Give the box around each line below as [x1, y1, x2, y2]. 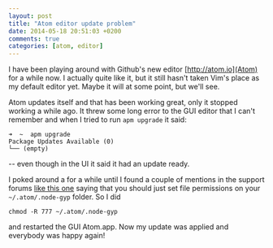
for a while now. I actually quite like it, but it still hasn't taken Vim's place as [8, 73, 260, 83]
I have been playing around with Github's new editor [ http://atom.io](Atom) [8, 64, 258, 74]
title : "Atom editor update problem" [8, 20, 136, 28]
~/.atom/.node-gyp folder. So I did [8, 192, 121, 202]
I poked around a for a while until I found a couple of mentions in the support [8, 175, 265, 185]
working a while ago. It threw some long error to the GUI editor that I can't [8, 107, 256, 116]
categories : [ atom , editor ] [8, 42, 104, 50]
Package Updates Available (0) [8, 137, 115, 146]
